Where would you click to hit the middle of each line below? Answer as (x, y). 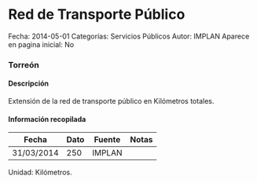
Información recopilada (47, 119)
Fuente (107, 140)
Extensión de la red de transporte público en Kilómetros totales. (111, 101)
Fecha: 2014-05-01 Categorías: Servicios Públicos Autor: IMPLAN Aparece (129, 36)
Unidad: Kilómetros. (40, 172)
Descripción (29, 83)
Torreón (24, 64)
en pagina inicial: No (41, 44)
